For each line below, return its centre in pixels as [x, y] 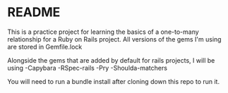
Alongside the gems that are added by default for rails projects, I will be [111, 60]
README [34, 12]
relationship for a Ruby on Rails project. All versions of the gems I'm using [114, 39]
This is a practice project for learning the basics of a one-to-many [103, 32]
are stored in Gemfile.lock [45, 46]
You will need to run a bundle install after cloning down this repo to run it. [114, 81]
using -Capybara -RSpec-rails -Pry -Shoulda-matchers [88, 68]
